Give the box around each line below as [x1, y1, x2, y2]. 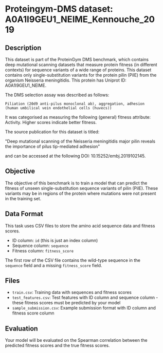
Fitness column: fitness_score [12, 248, 74, 253]
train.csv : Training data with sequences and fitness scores [12, 290, 132, 295]
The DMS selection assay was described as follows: [5, 92, 109, 98]
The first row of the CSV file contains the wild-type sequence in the [5, 257, 141, 263]
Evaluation [5, 324, 38, 332]
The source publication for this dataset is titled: [5, 129, 100, 135]
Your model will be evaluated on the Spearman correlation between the [5, 337, 147, 343]
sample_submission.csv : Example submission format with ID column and [12, 305, 156, 311]
